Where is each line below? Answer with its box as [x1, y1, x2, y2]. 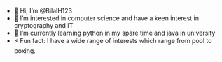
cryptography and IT [13, 22, 74, 29]
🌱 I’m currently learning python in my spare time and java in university [13, 29, 216, 37]
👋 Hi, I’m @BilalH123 [13, 7, 73, 15]
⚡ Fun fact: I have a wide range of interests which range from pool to [13, 37, 212, 45]
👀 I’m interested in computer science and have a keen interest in [13, 14, 200, 22]
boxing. [13, 47, 36, 55]
